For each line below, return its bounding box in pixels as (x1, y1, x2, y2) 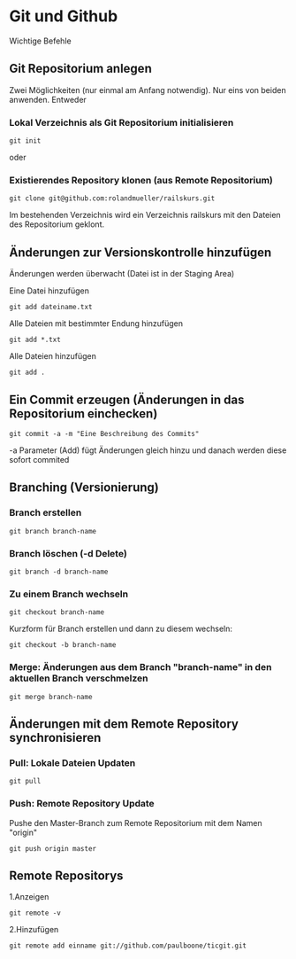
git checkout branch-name (9, 608, 104, 617)
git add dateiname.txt (9, 303, 93, 312)
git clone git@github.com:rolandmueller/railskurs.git (9, 194, 216, 203)
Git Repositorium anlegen (9, 61, 152, 76)
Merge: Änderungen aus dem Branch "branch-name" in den (9, 661, 272, 674)
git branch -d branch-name (9, 567, 109, 576)
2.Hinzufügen (9, 924, 59, 935)
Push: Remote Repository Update (9, 798, 155, 810)
